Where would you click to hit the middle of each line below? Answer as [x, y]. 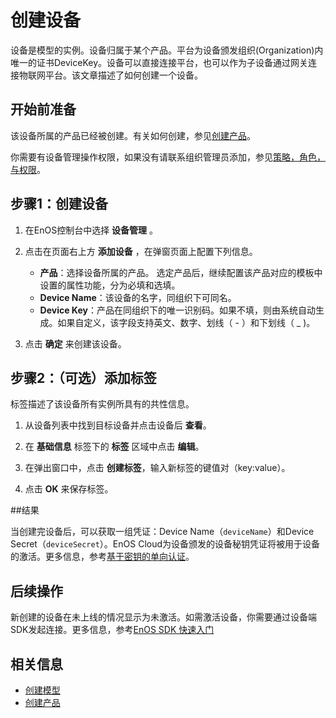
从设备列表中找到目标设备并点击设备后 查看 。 [118, 425]
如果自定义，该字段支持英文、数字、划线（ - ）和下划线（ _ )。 [186, 322]
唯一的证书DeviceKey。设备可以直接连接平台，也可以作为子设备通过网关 [159, 62]
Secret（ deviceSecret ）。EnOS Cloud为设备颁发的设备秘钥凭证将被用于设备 [165, 544]
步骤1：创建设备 [59, 204]
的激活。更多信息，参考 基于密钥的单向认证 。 [102, 557]
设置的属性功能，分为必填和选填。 [110, 285]
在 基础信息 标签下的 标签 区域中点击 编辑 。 [114, 447]
